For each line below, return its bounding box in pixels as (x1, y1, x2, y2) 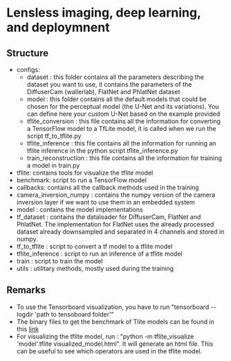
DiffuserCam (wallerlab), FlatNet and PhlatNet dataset (26, 88, 181, 96)
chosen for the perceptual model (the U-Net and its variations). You (26, 103, 219, 110)
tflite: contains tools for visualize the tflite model (16, 168, 154, 177)
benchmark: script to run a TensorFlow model (16, 176, 147, 184)
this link (16, 324, 39, 333)
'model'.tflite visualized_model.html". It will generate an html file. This (16, 340, 214, 348)
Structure (6, 47, 49, 59)
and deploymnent (6, 19, 110, 35)
